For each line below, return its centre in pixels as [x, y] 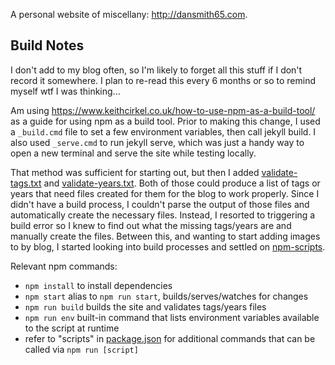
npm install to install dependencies [98, 285]
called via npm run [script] [81, 349]
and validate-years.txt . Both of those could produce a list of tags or [182, 183]
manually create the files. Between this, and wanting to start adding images [165, 236]
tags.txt [26, 183]
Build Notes [47, 45]
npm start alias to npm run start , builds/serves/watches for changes [166, 296]
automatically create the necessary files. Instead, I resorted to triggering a [163, 215]
